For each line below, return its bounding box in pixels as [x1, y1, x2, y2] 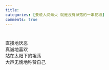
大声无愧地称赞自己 [5, 59, 46, 65]
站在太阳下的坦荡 [5, 52, 41, 59]
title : [5, 7, 19, 13]
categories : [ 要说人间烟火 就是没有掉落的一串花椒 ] [5, 12, 105, 17]
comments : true [5, 17, 38, 22]
